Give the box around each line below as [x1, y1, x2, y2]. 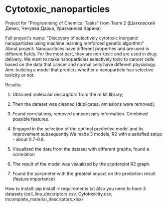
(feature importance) [12, 176, 55, 182]
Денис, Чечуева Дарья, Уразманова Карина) [5, 25, 101, 31]
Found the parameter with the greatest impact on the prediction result [12, 171, 156, 177]
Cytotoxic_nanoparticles [5, 3, 110, 15]
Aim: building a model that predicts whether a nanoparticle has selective [5, 66, 154, 73]
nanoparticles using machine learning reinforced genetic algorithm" [5, 40, 144, 46]
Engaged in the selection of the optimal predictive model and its [12, 126, 144, 132]
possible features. [12, 116, 50, 122]
